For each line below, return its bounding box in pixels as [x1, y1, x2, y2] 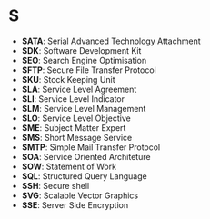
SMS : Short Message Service [21, 132, 133, 143]
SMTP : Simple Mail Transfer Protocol [21, 142, 161, 153]
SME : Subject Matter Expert [21, 122, 126, 133]
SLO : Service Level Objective [21, 113, 131, 124]
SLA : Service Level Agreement [21, 84, 137, 95]
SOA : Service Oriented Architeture [21, 151, 151, 162]
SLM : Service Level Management [21, 103, 146, 114]
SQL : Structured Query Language [21, 170, 147, 182]
